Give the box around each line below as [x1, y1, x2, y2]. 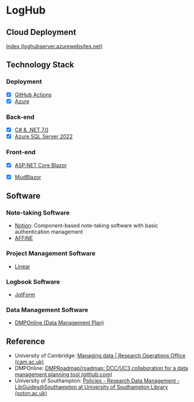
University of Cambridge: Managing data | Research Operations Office [14, 352, 186, 359]
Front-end [6, 148, 36, 157]
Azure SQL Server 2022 [14, 133, 73, 140]
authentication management [14, 228, 84, 235]
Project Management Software [6, 249, 96, 258]
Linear [14, 262, 31, 270]
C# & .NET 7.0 [14, 127, 49, 134]
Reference [6, 336, 45, 346]
